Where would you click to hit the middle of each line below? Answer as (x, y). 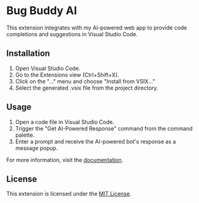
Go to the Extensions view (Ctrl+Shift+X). (67, 75)
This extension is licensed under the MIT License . (69, 194)
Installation (28, 54)
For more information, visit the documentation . (65, 159)
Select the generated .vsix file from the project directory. (87, 88)
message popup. (36, 148)
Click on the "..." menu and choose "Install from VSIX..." (85, 81)
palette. (25, 135)
